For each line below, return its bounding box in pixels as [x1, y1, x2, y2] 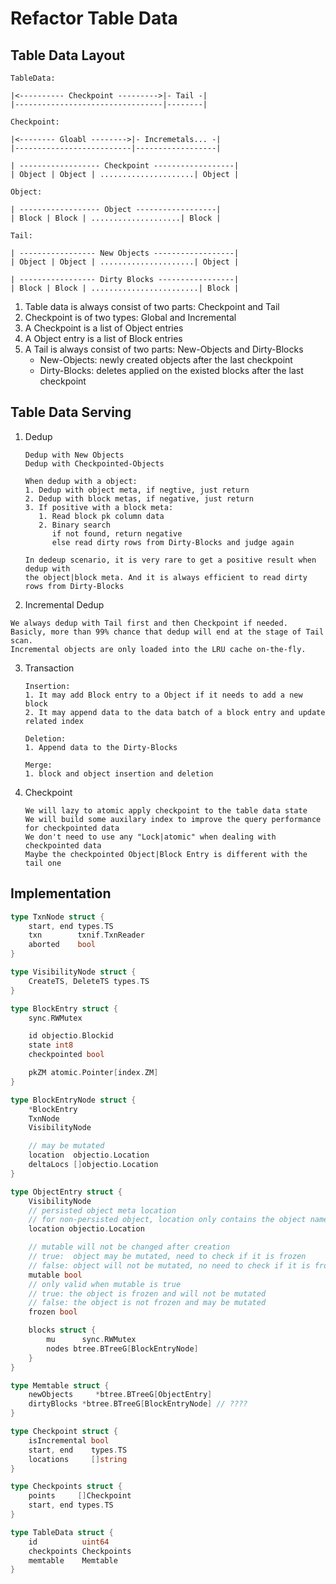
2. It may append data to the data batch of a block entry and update [24, 707, 326, 717]
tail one [24, 858, 62, 868]
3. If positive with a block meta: [24, 502, 174, 512]
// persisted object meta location [28, 1205, 177, 1216]
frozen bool [28, 1307, 78, 1317]
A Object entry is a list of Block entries [24, 333, 183, 344]
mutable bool [28, 1270, 83, 1280]
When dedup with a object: [24, 476, 138, 486]
